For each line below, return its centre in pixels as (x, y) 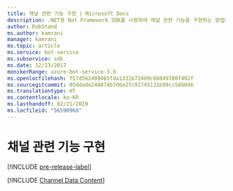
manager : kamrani (32, 40)
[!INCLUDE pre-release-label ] (49, 167)
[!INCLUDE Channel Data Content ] (56, 180)
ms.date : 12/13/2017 (37, 65)
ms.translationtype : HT (42, 91)
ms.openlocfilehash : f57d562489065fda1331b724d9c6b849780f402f (101, 78)
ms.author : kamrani (35, 33)
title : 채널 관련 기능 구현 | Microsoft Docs (68, 14)
